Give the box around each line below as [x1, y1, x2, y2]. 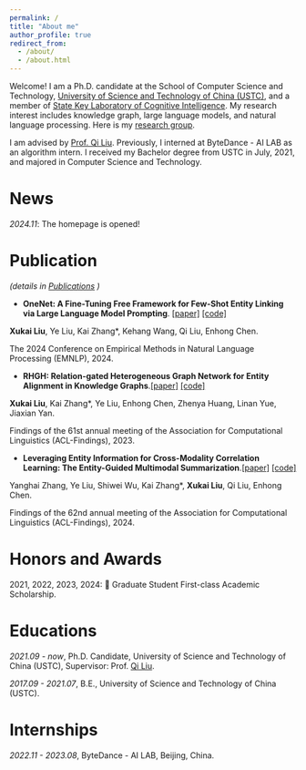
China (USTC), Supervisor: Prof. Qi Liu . [9, 660, 155, 671]
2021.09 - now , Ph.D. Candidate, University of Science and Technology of [9, 651, 287, 662]
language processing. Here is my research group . [9, 119, 196, 130]
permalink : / [9, 13, 59, 23]
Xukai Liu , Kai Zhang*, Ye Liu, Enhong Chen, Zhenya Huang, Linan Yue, [9, 397, 277, 408]
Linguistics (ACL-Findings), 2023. [9, 435, 135, 446]
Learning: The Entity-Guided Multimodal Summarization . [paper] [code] [22, 462, 297, 473]
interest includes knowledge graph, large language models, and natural [9, 110, 276, 120]
